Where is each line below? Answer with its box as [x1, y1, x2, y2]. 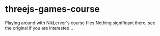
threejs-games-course [5, 3, 100, 15]
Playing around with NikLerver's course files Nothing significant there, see [5, 20, 156, 26]
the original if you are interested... [5, 25, 74, 31]
